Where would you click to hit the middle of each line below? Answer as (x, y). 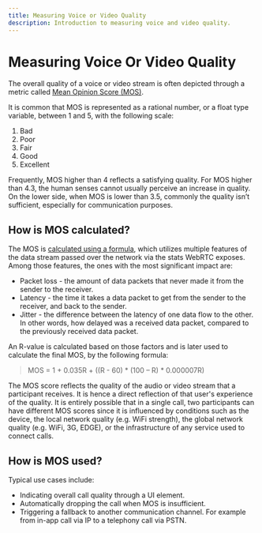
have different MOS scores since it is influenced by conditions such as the (129, 411)
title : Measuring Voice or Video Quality (77, 15)
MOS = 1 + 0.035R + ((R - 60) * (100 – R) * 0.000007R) (116, 370)
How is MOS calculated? (69, 230)
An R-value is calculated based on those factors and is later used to (118, 347)
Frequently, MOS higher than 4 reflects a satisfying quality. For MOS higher (130, 180)
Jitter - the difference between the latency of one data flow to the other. (137, 315)
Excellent (34, 165)
